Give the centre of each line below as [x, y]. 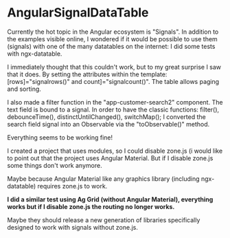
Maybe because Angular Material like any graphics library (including [104, 178]
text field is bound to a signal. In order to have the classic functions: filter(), [113, 109]
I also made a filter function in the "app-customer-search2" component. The [115, 102]
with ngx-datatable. [35, 54]
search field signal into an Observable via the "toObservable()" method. [108, 124]
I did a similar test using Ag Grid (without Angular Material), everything [110, 199]
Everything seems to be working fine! [60, 137]
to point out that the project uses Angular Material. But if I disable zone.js [110, 158]
